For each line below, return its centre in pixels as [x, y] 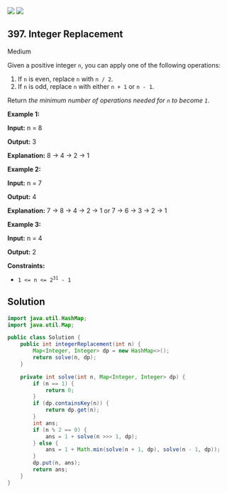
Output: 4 [22, 196]
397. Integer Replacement [65, 35]
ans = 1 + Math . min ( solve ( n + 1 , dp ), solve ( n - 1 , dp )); [133, 450]
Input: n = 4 [25, 238]
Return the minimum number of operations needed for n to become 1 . [109, 100]
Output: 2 [22, 252]
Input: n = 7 [25, 183]
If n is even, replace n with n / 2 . [65, 79]
